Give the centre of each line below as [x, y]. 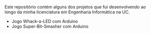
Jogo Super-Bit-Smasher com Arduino [50, 26]
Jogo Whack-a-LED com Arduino [45, 21]
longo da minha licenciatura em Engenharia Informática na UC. [67, 12]
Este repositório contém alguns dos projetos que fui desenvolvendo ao [75, 7]
